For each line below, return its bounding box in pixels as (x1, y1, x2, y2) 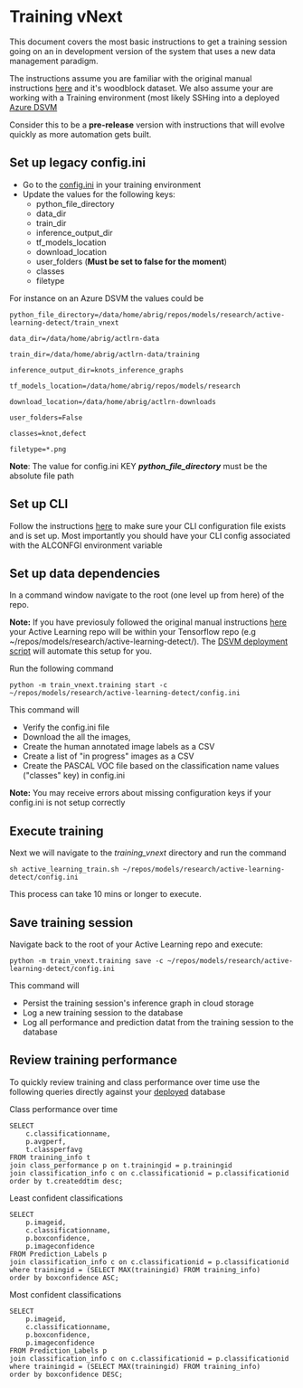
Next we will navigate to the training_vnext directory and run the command (9, 847, 287, 858)
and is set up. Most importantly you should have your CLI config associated (9, 530, 291, 541)
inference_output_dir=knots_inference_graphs (9, 365, 184, 374)
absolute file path (9, 470, 74, 481)
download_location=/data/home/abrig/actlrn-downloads (9, 397, 217, 406)
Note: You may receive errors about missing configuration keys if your (9, 788, 271, 798)
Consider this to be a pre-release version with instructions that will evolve (9, 119, 285, 130)
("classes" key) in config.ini (22, 770, 125, 781)
